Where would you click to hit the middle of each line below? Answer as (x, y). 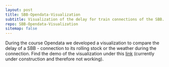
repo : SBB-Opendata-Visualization (42, 24)
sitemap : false (21, 29)
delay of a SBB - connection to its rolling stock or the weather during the (81, 48)
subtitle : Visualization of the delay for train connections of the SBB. (85, 19)
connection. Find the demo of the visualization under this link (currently (80, 54)
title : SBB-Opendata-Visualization (43, 15)
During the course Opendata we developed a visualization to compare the (82, 43)
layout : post (19, 10)
